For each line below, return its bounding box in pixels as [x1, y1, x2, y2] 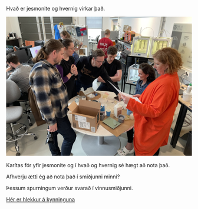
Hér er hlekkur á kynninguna [6, 196, 75, 203]
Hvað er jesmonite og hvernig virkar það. [6, 5, 105, 12]
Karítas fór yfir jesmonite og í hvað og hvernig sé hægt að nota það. [6, 162, 170, 168]
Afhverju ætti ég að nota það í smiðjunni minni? [6, 173, 120, 180]
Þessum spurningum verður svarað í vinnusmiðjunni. [6, 185, 134, 191]
